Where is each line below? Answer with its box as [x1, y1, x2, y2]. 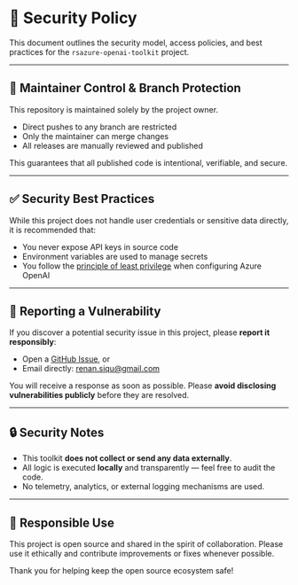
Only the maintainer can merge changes [21, 130, 169, 141]
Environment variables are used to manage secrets [21, 251, 208, 261]
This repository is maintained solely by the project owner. [9, 104, 219, 114]
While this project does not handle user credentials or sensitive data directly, [9, 214, 289, 225]
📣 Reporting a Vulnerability [9, 303, 161, 318]
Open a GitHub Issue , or [21, 354, 111, 364]
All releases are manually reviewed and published [21, 140, 204, 151]
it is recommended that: [9, 224, 96, 235]
